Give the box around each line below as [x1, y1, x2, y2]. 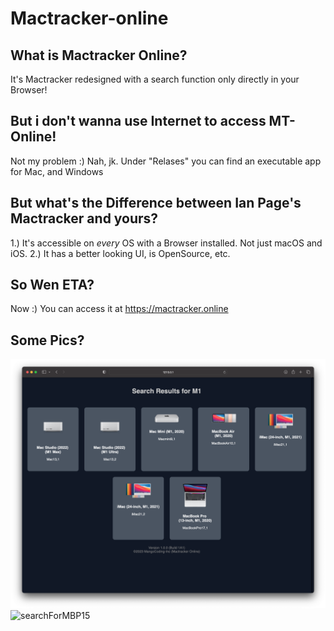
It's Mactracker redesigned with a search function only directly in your [10, 73, 300, 85]
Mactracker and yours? [10, 210, 159, 227]
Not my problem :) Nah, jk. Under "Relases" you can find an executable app [10, 155, 322, 167]
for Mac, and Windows [10, 165, 104, 177]
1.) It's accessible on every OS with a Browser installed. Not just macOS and [10, 237, 323, 249]
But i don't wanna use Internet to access [10, 113, 267, 130]
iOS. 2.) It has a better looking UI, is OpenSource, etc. [10, 247, 231, 259]
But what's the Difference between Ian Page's [10, 195, 302, 212]
